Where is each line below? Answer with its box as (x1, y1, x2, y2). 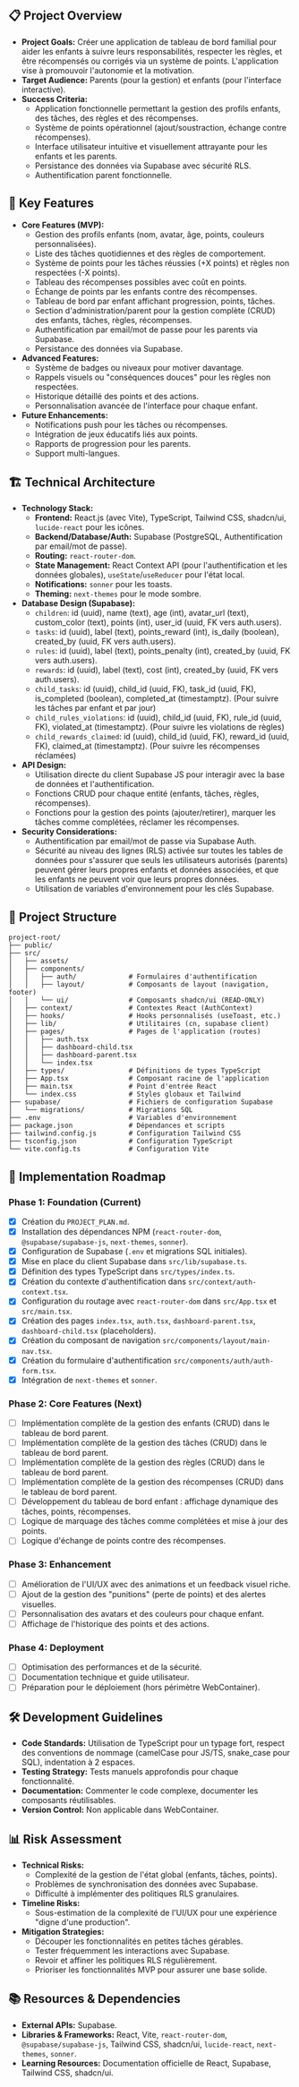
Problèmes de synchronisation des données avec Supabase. (34, 1879, 259, 1890)
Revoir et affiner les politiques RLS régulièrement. (34, 1955, 218, 1966)
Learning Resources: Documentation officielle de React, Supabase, (21, 2057, 272, 2068)
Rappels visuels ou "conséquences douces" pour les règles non (34, 372, 271, 382)
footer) (8, 988, 38, 997)
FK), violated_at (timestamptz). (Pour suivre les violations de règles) (34, 722, 285, 732)
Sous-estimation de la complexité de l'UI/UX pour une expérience (34, 1907, 278, 1919)
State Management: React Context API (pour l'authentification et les (34, 560, 288, 571)
